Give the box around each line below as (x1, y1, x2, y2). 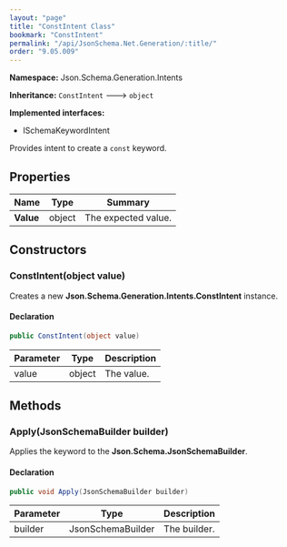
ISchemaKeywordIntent (22, 125, 111, 137)
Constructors (9, 242, 87, 258)
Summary (106, 196, 150, 208)
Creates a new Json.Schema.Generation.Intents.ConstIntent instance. (9, 290, 279, 301)
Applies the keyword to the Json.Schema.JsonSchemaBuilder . (9, 446, 248, 457)
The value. (104, 367, 150, 380)
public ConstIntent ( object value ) (9, 331, 141, 340)
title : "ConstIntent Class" (9, 22, 116, 31)
